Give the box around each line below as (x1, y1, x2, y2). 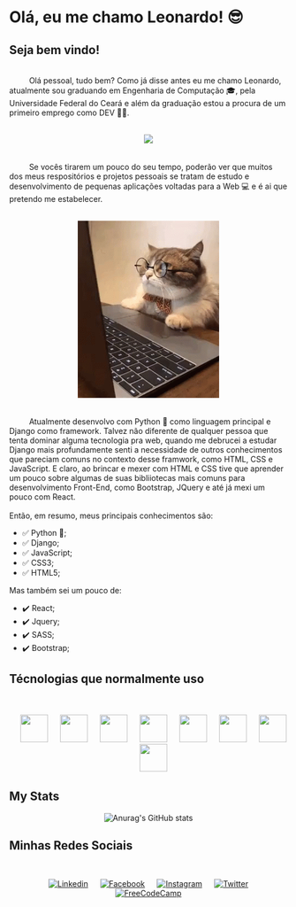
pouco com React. (9, 492, 76, 502)
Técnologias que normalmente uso (9, 671, 205, 686)
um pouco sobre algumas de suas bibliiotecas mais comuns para (9, 473, 246, 483)
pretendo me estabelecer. (9, 194, 103, 204)
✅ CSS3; (21, 557, 55, 568)
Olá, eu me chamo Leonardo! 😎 (9, 7, 244, 27)
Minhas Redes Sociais (9, 838, 133, 853)
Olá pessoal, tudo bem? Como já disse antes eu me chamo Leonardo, (28, 75, 282, 86)
